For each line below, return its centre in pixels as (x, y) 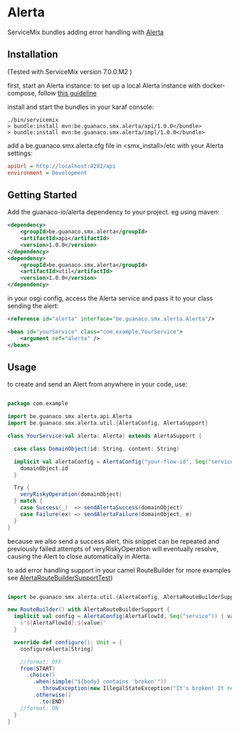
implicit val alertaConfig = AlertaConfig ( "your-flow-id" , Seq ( (111, 461)
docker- (214, 85)
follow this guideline (68, 93)
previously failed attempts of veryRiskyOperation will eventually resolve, (113, 548)
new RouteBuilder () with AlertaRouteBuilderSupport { (89, 610)
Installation (33, 54)
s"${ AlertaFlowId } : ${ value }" (63, 623)
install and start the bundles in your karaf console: (81, 107)
